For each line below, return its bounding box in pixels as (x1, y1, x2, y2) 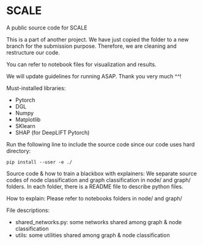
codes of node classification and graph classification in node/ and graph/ (6, 176, 191, 184)
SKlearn (15, 122, 35, 129)
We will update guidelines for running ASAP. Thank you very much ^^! (6, 72, 182, 80)
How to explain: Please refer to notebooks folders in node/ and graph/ (6, 194, 182, 202)
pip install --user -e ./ (6, 159, 72, 165)
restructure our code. (6, 48, 60, 56)
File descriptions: (6, 206, 50, 214)
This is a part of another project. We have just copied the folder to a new (6, 36, 189, 43)
